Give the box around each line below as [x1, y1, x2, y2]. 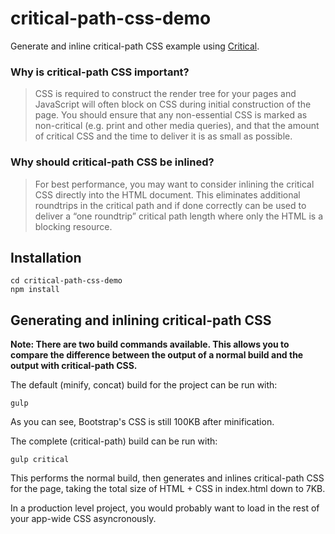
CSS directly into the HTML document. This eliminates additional [34, 188, 301, 201]
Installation [10, 249, 82, 266]
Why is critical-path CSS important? [10, 65, 190, 79]
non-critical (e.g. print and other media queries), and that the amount [34, 120, 320, 132]
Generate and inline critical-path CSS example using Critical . [10, 40, 260, 52]
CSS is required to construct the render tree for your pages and [34, 88, 297, 100]
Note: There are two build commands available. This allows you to [10, 338, 290, 351]
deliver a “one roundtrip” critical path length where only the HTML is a [34, 210, 324, 222]
